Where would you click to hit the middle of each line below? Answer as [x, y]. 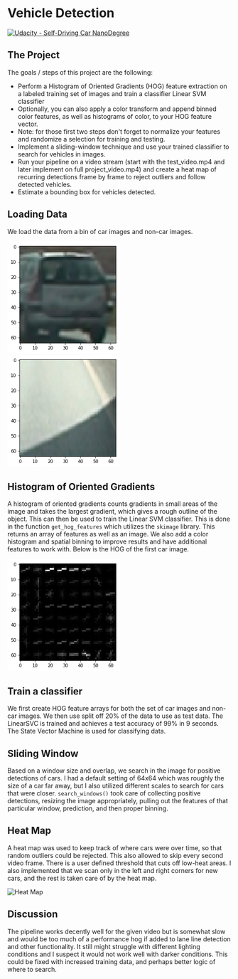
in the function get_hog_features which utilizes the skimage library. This [111, 526]
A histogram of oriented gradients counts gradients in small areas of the [113, 504]
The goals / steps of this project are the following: [80, 72]
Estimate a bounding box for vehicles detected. [87, 192]
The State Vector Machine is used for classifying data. [87, 731]
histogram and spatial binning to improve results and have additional [107, 541]
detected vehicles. [45, 184]
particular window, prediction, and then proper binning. [88, 808]
